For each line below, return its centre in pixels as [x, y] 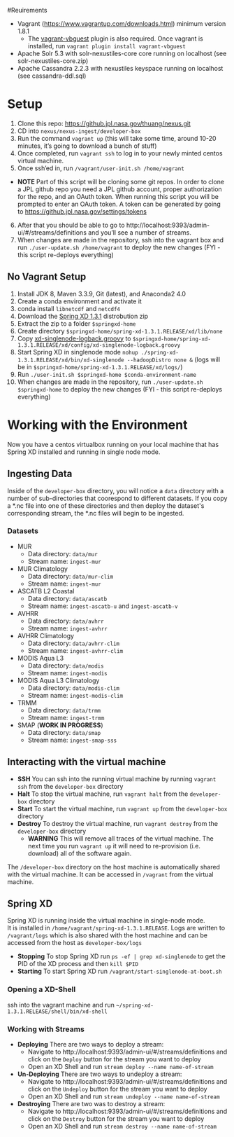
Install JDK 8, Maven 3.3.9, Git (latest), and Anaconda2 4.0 [102, 294]
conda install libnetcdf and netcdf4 [69, 308]
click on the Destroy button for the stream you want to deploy [116, 1119]
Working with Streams [46, 1029]
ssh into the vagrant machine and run [61, 1005]
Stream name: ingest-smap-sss [72, 740]
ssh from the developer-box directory [70, 786]
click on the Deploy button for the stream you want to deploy [114, 1059]
